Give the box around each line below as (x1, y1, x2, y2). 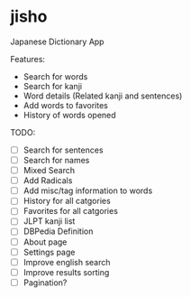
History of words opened (23, 109, 116, 120)
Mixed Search (23, 165, 76, 176)
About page (23, 237, 68, 247)
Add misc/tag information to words (23, 185, 153, 196)
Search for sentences (23, 144, 104, 155)
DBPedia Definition (23, 226, 94, 237)
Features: (10, 53, 46, 64)
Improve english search (23, 256, 111, 267)
